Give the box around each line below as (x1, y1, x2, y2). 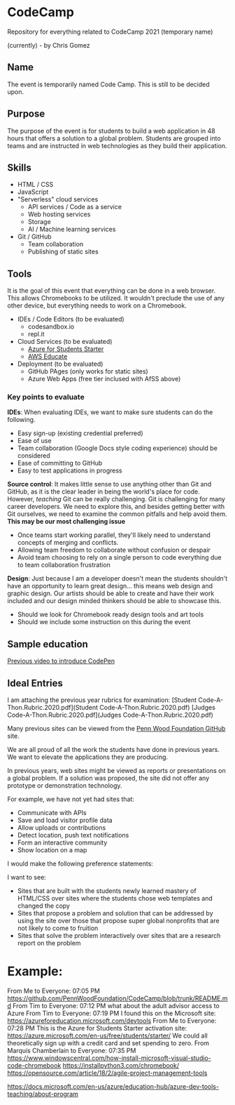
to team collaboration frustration (17, 561, 111, 569)
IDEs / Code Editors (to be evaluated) (17, 315, 124, 324)
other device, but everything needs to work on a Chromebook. (7, 301, 187, 310)
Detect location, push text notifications (17, 831, 129, 840)
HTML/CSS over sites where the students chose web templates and (17, 894, 213, 903)
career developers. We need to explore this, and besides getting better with (7, 503, 225, 511)
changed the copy (17, 901, 70, 910)
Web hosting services (27, 210, 91, 218)
